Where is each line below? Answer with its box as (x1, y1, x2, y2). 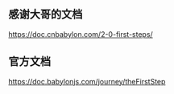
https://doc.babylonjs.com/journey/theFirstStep (8, 76, 166, 86)
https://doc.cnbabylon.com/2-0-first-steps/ (8, 29, 153, 39)
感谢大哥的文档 (8, 7, 83, 22)
